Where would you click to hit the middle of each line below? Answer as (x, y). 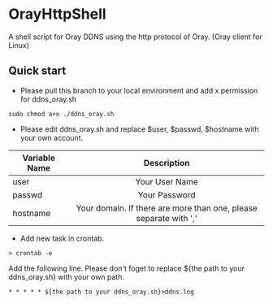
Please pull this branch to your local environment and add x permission (139, 90)
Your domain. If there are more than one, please (167, 208)
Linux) (19, 45)
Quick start (37, 71)
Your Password (167, 194)
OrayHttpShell (58, 14)
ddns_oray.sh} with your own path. (66, 276)
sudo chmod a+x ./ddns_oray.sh (61, 114)
